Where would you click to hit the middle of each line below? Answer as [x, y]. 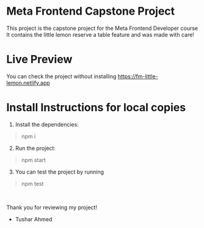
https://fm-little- [138, 76]
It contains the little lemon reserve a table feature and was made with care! [100, 34]
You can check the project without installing [61, 76]
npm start [33, 160]
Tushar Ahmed [34, 219]
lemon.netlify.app [28, 83]
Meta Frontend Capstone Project [91, 11]
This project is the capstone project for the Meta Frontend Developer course [102, 28]
